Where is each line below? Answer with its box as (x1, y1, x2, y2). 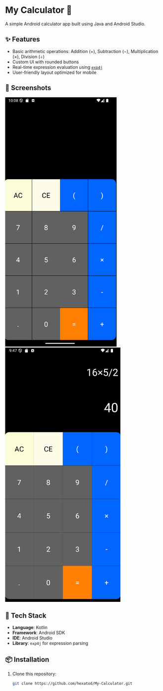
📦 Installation (5, 655, 50, 664)
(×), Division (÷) (12, 53, 45, 59)
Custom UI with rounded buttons (12, 59, 79, 65)
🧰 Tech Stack (5, 611, 47, 620)
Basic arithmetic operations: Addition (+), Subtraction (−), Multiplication (12, 48, 159, 54)
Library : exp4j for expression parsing (12, 641, 88, 646)
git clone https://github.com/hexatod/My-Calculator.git (12, 681, 133, 686)
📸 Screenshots (5, 84, 52, 92)
